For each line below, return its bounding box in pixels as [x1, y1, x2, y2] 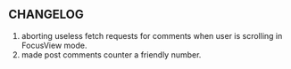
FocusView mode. [21, 40, 87, 50]
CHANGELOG [8, 7, 84, 22]
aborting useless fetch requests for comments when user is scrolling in [21, 30, 283, 41]
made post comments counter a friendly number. [21, 49, 202, 60]
